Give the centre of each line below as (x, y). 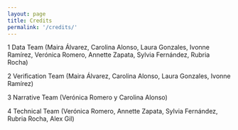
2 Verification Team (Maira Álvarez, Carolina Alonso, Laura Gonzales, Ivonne (119, 76)
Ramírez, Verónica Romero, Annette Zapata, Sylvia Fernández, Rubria (109, 55)
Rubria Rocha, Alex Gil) (41, 119)
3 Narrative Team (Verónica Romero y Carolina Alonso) (88, 97)
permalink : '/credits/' (43, 27)
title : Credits (30, 21)
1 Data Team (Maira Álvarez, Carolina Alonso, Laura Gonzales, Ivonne (109, 48)
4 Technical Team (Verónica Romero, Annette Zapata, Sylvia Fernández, (113, 112)
